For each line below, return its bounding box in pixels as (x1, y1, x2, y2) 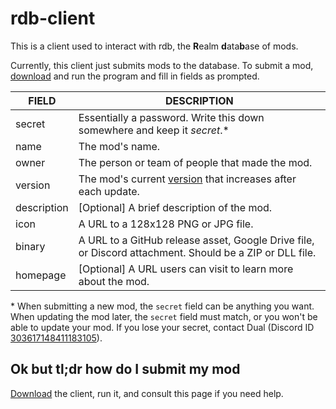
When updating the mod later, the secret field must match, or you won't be (10, 310, 318, 322)
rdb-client (10, 7, 96, 30)
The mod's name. (78, 139, 161, 153)
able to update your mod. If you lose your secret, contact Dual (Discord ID (10, 321, 315, 333)
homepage (15, 268, 67, 282)
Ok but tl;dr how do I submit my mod (10, 361, 241, 378)
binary (15, 239, 46, 253)
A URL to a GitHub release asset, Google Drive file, (78, 233, 315, 247)
